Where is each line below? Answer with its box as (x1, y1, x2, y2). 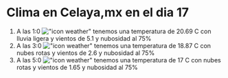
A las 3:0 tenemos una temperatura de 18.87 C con (16, 41, 211, 50)
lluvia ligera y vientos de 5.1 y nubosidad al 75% (16, 34, 152, 42)
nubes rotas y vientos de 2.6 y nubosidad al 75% (16, 49, 155, 57)
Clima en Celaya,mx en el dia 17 (6, 5, 190, 20)
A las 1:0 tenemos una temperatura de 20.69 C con (16, 27, 212, 35)
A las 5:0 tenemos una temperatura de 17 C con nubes (16, 56, 221, 64)
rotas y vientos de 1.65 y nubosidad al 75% (16, 63, 138, 71)
